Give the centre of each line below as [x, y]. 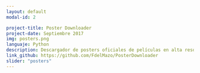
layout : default [26, 12]
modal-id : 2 [21, 17]
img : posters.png [28, 39]
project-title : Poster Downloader [49, 28]
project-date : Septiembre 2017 [45, 33]
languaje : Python [28, 45]
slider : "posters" [29, 61]
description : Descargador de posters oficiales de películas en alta [94, 50]
